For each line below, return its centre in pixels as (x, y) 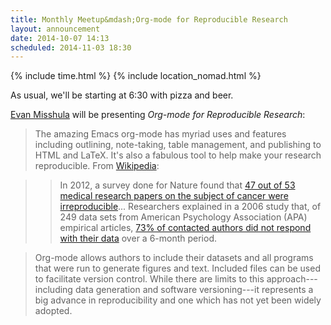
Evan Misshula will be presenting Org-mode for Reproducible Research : (158, 115)
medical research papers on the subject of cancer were (174, 196)
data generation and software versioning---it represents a (194, 290)
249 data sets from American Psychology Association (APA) (183, 217)
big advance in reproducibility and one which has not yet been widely (178, 300)
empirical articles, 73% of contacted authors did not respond (185, 228)
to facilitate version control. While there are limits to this (149, 279)
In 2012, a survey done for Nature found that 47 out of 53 (177, 185)
